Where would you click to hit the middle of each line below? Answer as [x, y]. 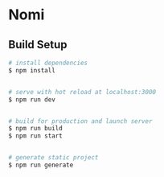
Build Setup [38, 45]
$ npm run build [35, 129]
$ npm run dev [32, 99]
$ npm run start [35, 136]
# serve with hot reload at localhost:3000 [82, 92]
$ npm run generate [41, 165]
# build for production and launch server [80, 121]
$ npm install [32, 70]
